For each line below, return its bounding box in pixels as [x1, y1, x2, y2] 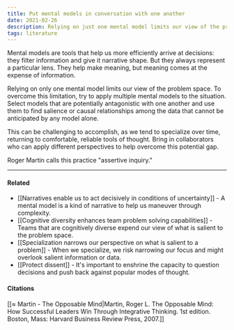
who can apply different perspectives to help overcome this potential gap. [7, 142, 219, 151]
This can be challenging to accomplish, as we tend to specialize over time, [7, 128, 221, 136]
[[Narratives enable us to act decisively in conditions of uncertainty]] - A [17, 194, 226, 202]
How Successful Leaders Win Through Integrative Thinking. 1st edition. [7, 307, 211, 315]
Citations [7, 284, 35, 293]
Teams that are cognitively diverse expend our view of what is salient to [17, 224, 224, 232]
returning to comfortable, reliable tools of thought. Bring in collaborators [7, 135, 214, 144]
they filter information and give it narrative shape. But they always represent [7, 57, 225, 65]
